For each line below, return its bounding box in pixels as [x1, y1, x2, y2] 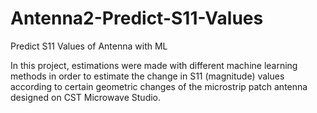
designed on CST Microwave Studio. [10, 91, 162, 103]
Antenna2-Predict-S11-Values [10, 7, 264, 30]
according [10, 80, 53, 92]
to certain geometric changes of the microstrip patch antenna [54, 80, 308, 92]
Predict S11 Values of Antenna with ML [10, 40, 168, 52]
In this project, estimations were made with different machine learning [10, 59, 298, 71]
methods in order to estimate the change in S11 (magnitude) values [10, 70, 285, 82]
